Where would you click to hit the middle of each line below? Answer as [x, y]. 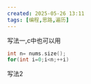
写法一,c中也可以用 [34, 40]
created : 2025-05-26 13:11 [46, 13]
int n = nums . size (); [37, 53]
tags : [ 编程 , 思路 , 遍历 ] [38, 20]
